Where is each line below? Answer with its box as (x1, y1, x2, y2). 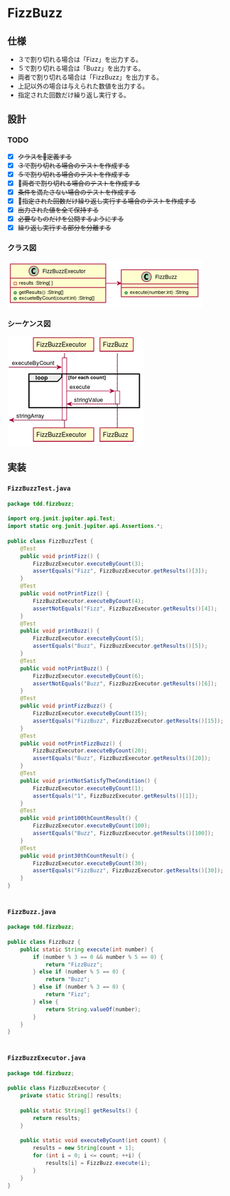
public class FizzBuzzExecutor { (7, 1084, 106, 1092)
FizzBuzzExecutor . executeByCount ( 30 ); (33, 859, 148, 867)
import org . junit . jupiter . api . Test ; (7, 515, 116, 523)
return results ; (33, 1114, 81, 1121)
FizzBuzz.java (7, 908, 56, 915)
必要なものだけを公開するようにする (17, 214, 124, 223)
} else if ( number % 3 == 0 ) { (33, 984, 126, 991)
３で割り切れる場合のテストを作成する (17, 161, 130, 170)
